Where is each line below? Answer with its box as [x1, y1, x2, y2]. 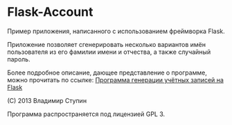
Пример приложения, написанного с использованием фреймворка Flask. [7, 27, 225, 35]
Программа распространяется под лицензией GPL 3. [7, 110, 166, 118]
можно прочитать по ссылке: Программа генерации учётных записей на [7, 75, 224, 84]
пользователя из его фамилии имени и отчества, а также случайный [7, 48, 211, 56]
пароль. [7, 55, 30, 63]
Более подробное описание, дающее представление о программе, [7, 68, 208, 77]
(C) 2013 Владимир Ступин [7, 96, 87, 104]
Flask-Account [7, 4, 93, 20]
